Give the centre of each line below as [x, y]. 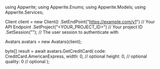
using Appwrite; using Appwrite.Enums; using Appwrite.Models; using [75, 7]
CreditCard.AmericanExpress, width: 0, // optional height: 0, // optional [76, 56]
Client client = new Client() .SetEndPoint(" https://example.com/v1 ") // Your [80, 22]
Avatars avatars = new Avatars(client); [44, 42]
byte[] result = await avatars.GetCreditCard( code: [56, 51]
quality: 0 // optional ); [27, 61]
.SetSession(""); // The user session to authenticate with [62, 32]
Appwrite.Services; [24, 12]
